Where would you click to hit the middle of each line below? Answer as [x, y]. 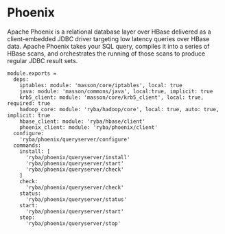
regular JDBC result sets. [43, 60]
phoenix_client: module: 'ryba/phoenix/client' [88, 127]
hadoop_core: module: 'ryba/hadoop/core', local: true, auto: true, [119, 109]
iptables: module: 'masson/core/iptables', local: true [101, 85]
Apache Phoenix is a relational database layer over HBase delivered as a [109, 32]
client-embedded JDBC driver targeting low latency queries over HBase [108, 38]
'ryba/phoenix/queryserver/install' [78, 157]
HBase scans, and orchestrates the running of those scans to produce [106, 54]
